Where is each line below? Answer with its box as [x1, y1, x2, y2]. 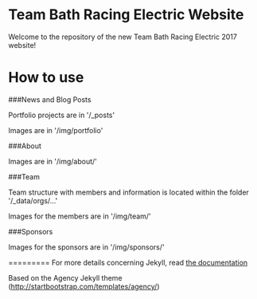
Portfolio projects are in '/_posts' [8, 110, 115, 120]
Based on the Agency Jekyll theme [8, 273, 123, 282]
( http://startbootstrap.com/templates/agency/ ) [8, 281, 160, 291]
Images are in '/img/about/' [8, 156, 98, 166]
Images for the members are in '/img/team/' [8, 211, 151, 221]
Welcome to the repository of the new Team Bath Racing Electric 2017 [8, 32, 237, 41]
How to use [8, 69, 84, 87]
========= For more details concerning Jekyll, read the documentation [8, 258, 248, 267]
